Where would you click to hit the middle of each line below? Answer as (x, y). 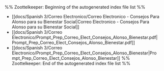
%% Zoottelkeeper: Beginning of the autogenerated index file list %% (75, 7)
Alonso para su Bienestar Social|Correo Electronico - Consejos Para (80, 22)
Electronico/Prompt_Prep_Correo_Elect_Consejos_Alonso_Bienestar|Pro (84, 53)
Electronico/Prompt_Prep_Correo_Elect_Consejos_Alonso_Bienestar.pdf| (84, 37)
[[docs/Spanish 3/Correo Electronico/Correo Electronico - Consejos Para (85, 16)
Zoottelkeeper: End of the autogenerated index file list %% (71, 63)
